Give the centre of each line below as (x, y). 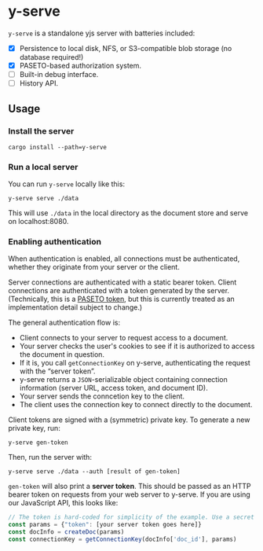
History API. (39, 83)
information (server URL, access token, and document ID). (113, 388)
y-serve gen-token (38, 443)
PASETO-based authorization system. (80, 66)
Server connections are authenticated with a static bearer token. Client (122, 282)
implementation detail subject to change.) (75, 307)
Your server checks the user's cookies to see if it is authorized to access (137, 346)
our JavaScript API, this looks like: (63, 503)
